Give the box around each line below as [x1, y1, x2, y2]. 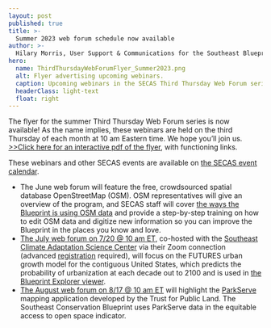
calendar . [8, 166, 40, 176]
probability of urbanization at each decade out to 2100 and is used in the [19, 268, 262, 278]
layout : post [8, 11, 52, 20]
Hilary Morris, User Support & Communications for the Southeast [15, 49, 240, 57]
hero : [8, 57, 27, 65]
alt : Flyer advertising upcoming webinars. [15, 72, 164, 80]
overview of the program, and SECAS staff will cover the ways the [19, 200, 240, 209]
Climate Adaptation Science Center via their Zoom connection [19, 242, 226, 252]
